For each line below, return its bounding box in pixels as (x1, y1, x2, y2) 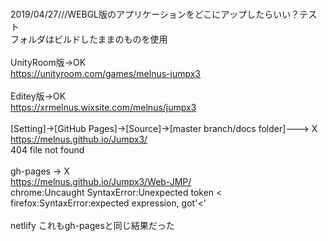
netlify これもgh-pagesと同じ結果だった (10, 220, 175, 231)
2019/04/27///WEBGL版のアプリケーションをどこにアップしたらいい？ (10, 8, 300, 20)
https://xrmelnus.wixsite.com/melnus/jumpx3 (10, 102, 197, 113)
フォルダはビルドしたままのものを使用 (10, 33, 168, 45)
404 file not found (10, 144, 85, 156)
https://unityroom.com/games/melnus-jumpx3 (10, 68, 201, 79)
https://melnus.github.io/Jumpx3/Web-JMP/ (10, 176, 192, 187)
